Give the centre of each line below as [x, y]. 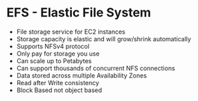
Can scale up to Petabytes [54, 60]
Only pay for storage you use [58, 54]
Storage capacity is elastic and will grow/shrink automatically [104, 38]
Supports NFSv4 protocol [53, 46]
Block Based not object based [59, 90]
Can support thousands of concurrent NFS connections [96, 68]
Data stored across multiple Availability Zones [81, 75]
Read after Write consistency [58, 82]
